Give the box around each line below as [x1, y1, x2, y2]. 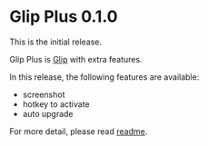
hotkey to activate [22, 98, 90, 110]
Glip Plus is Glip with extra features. [9, 54, 143, 64]
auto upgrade [22, 108, 74, 119]
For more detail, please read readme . [9, 125, 148, 137]
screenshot [22, 89, 65, 100]
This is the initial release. [9, 36, 103, 47]
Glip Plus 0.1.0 [9, 6, 118, 27]
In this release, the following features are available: [9, 71, 200, 83]
